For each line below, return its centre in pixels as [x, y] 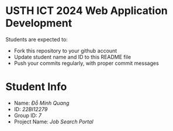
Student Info [36, 87]
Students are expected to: [37, 39]
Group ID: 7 [28, 115]
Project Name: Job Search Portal [54, 122]
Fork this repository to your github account [65, 50]
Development [39, 23]
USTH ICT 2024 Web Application [86, 11]
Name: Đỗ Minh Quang [41, 103]
